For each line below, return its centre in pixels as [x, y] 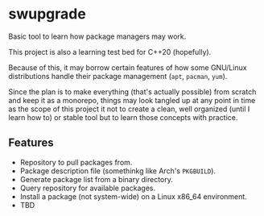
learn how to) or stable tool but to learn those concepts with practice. [123, 117]
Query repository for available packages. [87, 188]
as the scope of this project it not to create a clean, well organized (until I [129, 109]
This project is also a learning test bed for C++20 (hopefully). [110, 52]
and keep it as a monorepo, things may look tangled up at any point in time [132, 100]
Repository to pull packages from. [76, 162]
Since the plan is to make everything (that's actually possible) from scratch [132, 91]
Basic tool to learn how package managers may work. [97, 36]
